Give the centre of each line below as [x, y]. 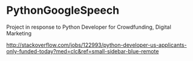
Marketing [19, 33]
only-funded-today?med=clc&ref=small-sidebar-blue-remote [83, 51]
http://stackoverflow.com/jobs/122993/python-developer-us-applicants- [97, 45]
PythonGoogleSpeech [63, 10]
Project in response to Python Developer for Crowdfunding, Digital [89, 27]
